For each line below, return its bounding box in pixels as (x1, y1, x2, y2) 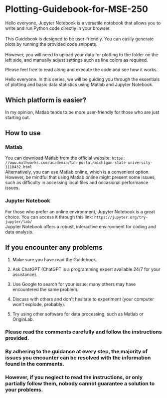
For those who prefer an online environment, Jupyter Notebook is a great (5, 208, 156, 214)
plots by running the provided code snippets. (5, 41, 97, 47)
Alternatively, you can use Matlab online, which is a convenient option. (5, 169, 150, 175)
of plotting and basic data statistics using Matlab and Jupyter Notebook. (5, 81, 154, 88)
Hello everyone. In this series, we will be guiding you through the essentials (5, 76, 160, 82)
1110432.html (5, 165, 32, 170)
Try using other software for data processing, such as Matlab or (12, 311, 144, 317)
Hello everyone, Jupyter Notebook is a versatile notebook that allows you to (5, 20, 161, 26)
